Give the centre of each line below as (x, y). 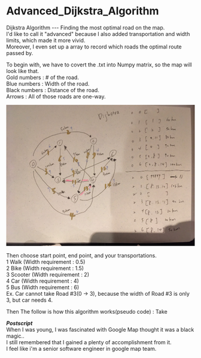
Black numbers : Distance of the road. (53, 90)
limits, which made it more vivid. (46, 40)
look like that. (23, 71)
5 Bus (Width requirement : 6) (43, 287)
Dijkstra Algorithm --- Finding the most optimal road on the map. (86, 28)
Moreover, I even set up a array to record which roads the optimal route (94, 47)
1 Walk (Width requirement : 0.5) (46, 262)
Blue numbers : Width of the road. (48, 84)
